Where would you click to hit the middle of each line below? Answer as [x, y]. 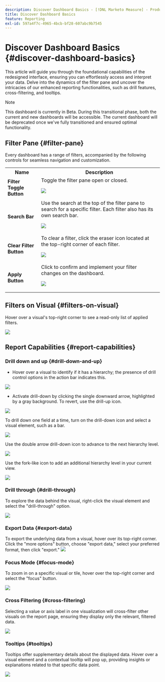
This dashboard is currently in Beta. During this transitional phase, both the [81, 112]
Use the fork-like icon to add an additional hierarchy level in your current [78, 463]
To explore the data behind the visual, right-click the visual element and [77, 501]
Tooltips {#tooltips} [29, 644]
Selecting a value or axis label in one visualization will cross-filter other [77, 611]
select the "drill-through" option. [38, 506]
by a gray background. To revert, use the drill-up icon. [67, 401]
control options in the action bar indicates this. [59, 377]
